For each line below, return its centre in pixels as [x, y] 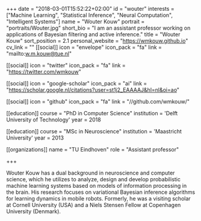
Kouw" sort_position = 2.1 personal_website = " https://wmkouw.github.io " [97, 41]
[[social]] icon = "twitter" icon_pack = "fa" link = [66, 65]
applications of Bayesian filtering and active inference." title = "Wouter [93, 34]
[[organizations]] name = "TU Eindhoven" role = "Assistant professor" [93, 149]
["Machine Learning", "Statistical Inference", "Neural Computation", [90, 15]
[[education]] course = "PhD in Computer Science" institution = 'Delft [92, 113]
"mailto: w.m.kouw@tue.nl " [39, 53]
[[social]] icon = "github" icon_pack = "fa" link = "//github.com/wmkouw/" [98, 101]
